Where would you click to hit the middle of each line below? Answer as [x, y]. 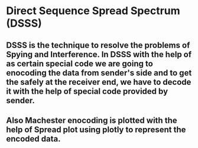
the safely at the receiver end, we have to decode [99, 82]
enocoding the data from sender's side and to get [99, 73]
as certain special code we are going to [80, 63]
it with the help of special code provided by [87, 91]
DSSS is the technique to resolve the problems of [98, 45]
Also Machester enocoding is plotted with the [92, 120]
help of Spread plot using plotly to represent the [96, 129]
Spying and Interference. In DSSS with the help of [99, 54]
